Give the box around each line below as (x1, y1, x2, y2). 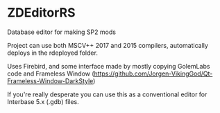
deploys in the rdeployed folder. (7, 49, 99, 57)
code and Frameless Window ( (7, 69, 95, 78)
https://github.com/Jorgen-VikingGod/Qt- (94, 69, 213, 78)
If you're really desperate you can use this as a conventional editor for (7, 90, 208, 98)
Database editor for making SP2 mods (7, 28, 117, 36)
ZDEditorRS (7, 5, 76, 21)
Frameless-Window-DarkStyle (7, 76, 94, 85)
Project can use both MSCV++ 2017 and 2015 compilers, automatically (7, 41, 208, 49)
